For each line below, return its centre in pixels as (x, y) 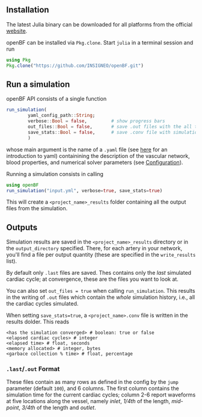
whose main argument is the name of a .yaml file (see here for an (87, 149)
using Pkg (19, 60)
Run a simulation (38, 84)
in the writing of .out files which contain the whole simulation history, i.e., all (101, 297)
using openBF (23, 185)
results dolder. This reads (38, 322)
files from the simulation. (37, 208)
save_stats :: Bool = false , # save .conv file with (99, 132)
